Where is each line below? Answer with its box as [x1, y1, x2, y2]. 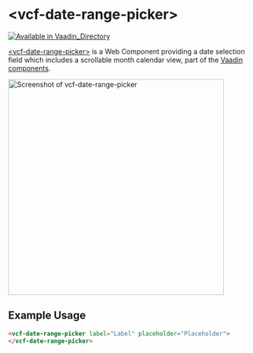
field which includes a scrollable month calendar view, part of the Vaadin [8, 55, 244, 64]
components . [8, 63, 51, 72]
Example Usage [8, 309, 86, 322]
